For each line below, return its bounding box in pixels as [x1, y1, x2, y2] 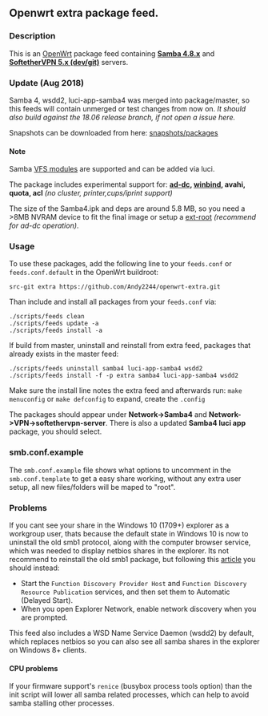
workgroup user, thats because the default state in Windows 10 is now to [9, 529, 249, 539]
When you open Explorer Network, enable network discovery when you [20, 605, 257, 614]
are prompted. [20, 613, 68, 622]
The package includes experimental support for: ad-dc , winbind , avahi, [9, 180, 246, 189]
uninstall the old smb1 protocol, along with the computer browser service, [9, 537, 251, 548]
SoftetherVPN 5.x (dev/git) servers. [9, 57, 129, 67]
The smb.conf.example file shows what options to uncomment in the [9, 465, 231, 475]
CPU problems [9, 663, 58, 673]
